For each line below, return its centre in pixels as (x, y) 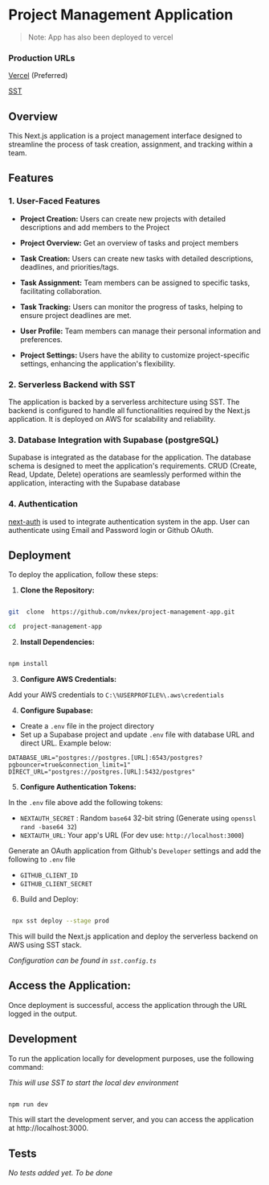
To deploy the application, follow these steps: (84, 575)
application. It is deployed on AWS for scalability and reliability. (112, 419)
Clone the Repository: (57, 590)
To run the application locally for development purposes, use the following (131, 1058)
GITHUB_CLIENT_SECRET (56, 884)
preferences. (41, 339)
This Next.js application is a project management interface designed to (125, 136)
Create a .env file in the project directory (87, 726)
